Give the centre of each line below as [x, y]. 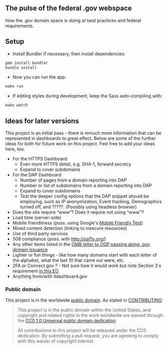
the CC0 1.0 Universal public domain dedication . [67, 321]
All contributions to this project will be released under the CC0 [82, 330]
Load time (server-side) [37, 217]
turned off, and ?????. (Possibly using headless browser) [78, 207]
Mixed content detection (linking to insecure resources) [70, 228]
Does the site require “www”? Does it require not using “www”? [78, 212]
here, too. [15, 149]
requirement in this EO [35, 271]
